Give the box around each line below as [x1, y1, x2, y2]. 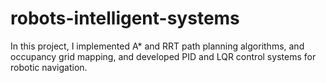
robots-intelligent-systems [10, 7, 240, 30]
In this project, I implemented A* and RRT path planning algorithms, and [10, 40, 305, 52]
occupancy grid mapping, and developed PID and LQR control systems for [10, 50, 317, 62]
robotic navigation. [10, 61, 88, 73]
